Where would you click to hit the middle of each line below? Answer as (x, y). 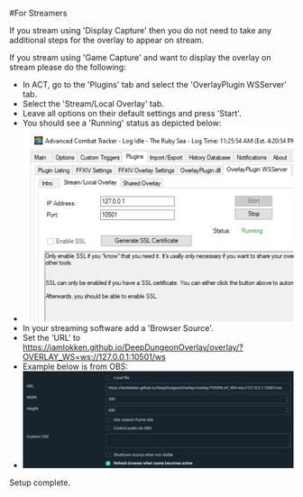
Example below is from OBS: (75, 366)
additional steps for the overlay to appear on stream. (107, 40)
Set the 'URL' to (51, 337)
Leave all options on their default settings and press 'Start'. (132, 113)
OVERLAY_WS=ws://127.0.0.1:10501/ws (94, 356)
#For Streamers (38, 13)
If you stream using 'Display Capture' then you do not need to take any (141, 30)
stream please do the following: (68, 67)
